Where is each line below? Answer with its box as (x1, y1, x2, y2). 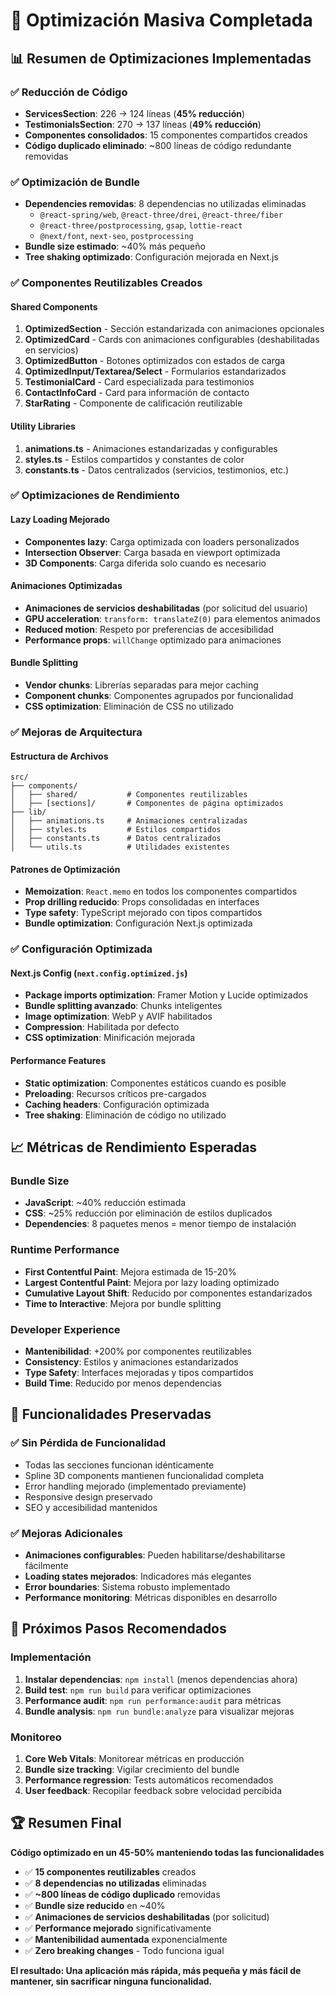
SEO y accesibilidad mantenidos (24, 1501, 158, 1513)
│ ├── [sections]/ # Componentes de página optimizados (10, 799, 284, 809)
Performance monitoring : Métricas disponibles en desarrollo (24, 1591, 278, 1603)
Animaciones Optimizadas (10, 580, 123, 592)
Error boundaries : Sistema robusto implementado (24, 1580, 231, 1593)
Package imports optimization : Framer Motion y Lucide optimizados (24, 989, 309, 1001)
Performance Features (10, 1055, 107, 1067)
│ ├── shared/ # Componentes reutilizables (10, 790, 248, 800)
